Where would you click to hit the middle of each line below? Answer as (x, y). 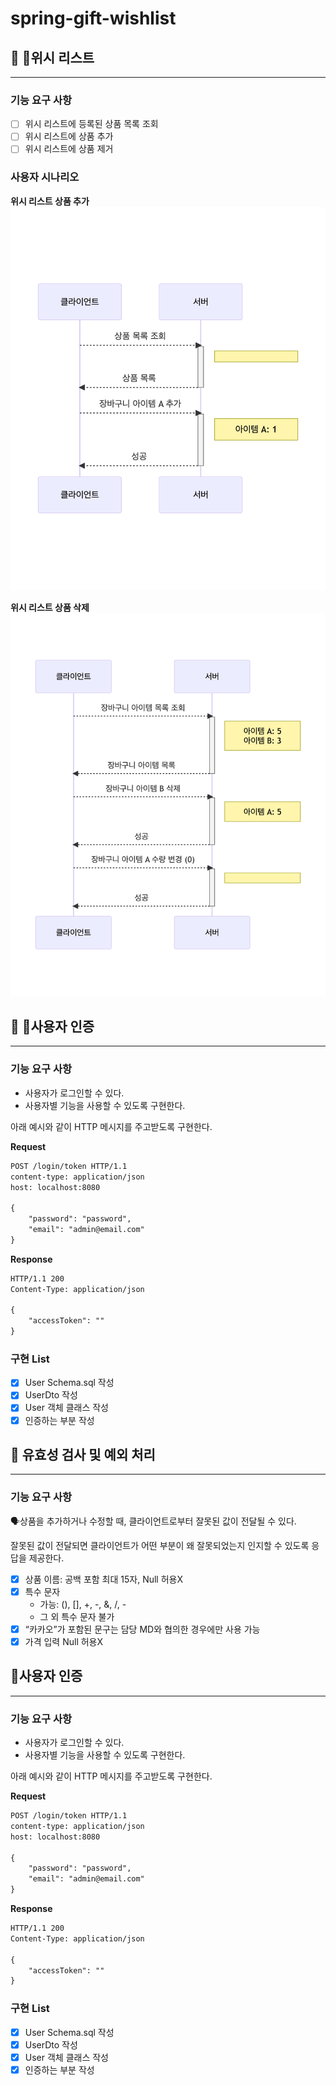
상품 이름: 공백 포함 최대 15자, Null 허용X (104, 1579)
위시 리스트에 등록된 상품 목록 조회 (91, 124)
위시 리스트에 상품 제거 (69, 149)
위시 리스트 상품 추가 (50, 201)
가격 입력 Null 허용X (64, 1641)
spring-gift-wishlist (93, 18)
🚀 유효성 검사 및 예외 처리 (83, 1454)
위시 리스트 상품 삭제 (50, 607)
